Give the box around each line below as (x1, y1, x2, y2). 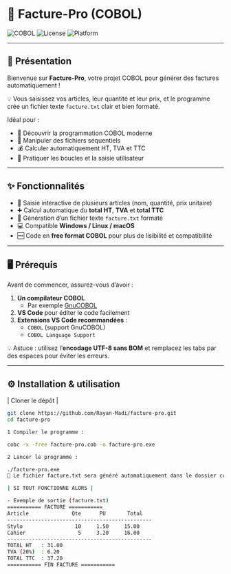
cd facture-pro (7, 416, 51, 423)
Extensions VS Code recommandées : (16, 316, 128, 325)
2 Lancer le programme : (7, 453, 78, 460)
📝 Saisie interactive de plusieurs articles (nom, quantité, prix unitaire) (16, 198, 212, 207)
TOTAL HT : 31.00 (7, 542, 63, 549)
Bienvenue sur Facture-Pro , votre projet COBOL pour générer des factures (7, 74, 219, 82)
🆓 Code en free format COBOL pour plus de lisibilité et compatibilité (16, 231, 212, 240)
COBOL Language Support (27, 332, 96, 339)
